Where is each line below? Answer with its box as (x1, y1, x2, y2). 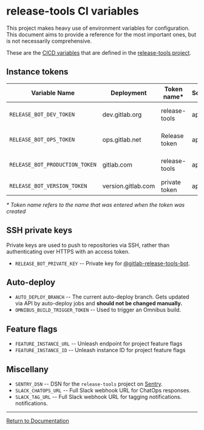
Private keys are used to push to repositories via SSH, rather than (6, 241, 170, 249)
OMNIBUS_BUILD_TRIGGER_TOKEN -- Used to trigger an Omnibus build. (15, 306, 182, 314)
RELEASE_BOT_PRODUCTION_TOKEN (9, 161, 97, 168)
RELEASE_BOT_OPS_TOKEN (9, 136, 75, 143)
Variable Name (31, 88, 75, 97)
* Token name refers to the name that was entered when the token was (6, 201, 185, 208)
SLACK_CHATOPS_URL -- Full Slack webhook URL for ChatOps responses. (15, 387, 191, 394)
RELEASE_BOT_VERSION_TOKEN (9, 182, 87, 189)
